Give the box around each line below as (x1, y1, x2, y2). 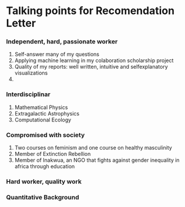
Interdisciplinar (6, 90, 51, 99)
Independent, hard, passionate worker (6, 38, 118, 46)
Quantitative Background (6, 193, 79, 201)
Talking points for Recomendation (6, 4, 175, 18)
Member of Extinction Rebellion (14, 151, 91, 158)
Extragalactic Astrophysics (14, 110, 80, 117)
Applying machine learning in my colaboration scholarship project (14, 57, 174, 64)
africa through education (14, 163, 75, 170)
